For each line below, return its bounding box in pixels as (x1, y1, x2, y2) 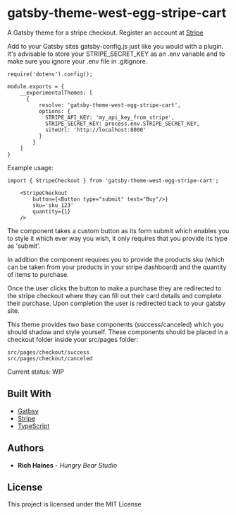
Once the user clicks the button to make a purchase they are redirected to (7, 284, 222, 292)
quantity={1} (32, 208, 71, 215)
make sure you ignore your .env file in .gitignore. (7, 57, 148, 65)
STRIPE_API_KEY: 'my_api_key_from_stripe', (44, 114, 175, 121)
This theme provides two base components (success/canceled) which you (7, 320, 224, 328)
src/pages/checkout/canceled (7, 355, 93, 362)
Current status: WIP (7, 367, 65, 376)
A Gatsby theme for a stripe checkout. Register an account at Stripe (7, 28, 204, 37)
